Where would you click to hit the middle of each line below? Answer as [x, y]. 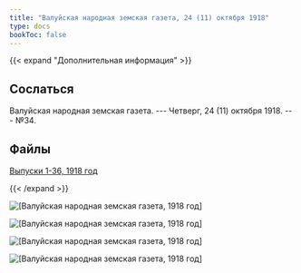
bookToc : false [38, 34]
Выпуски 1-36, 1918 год [53, 171]
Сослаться [42, 88]
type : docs [30, 26]
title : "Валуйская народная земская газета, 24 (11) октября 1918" [140, 18]
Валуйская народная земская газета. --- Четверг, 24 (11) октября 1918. [146, 111]
